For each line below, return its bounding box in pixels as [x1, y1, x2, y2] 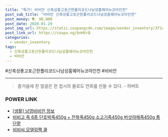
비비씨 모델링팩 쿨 [12, 127, 47, 133]
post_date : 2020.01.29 [5, 21, 52, 26]
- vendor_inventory [9, 40, 50, 45]
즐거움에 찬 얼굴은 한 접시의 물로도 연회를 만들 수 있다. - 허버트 [17, 83, 139, 89]
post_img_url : [5, 26, 35, 31]
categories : [5, 35, 30, 40]
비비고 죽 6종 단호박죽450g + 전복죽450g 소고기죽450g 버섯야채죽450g [12, 114, 155, 120]
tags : [5, 44, 16, 49]
